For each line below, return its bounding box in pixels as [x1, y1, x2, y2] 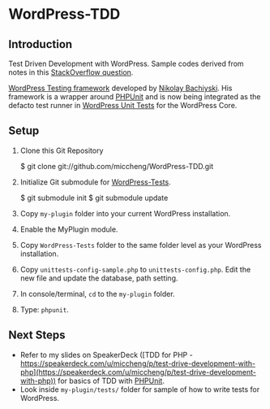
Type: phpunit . [19, 304, 69, 314]
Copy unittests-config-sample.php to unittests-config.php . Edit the [19, 264, 251, 274]
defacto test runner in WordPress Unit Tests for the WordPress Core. [8, 101, 238, 110]
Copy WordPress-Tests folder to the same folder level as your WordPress [19, 240, 262, 250]
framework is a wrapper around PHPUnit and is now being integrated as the [8, 92, 261, 102]
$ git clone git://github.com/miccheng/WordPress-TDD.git [19, 161, 214, 171]
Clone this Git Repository [19, 146, 104, 155]
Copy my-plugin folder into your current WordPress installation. [19, 208, 231, 218]
